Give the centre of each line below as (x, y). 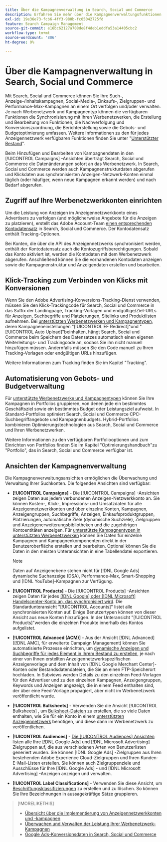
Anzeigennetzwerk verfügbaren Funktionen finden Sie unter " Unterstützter (82, 138)
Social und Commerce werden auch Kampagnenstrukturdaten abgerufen (80, 169)
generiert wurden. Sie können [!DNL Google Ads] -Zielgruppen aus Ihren (87, 752)
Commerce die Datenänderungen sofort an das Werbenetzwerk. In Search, (82, 164)
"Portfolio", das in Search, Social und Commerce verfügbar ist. (69, 450)
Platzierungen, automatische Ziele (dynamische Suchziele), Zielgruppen (86, 519)
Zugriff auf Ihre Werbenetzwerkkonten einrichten (83, 201)
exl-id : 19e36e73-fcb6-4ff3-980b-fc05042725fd (54, 19)
